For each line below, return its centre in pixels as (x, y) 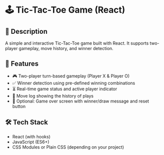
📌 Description (26, 31)
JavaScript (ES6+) (31, 142)
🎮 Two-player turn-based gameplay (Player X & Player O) (71, 76)
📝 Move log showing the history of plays (53, 96)
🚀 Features (22, 64)
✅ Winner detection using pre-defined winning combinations (74, 83)
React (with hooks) (31, 136)
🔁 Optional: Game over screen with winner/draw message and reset (81, 101)
